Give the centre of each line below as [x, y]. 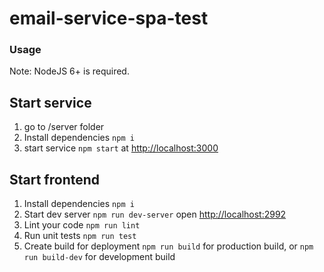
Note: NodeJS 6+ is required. [69, 71]
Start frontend [55, 179]
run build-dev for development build [99, 257]
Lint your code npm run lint [82, 225]
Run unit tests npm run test [80, 236]
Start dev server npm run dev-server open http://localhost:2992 [155, 214]
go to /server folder [64, 127]
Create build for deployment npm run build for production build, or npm [168, 246]
